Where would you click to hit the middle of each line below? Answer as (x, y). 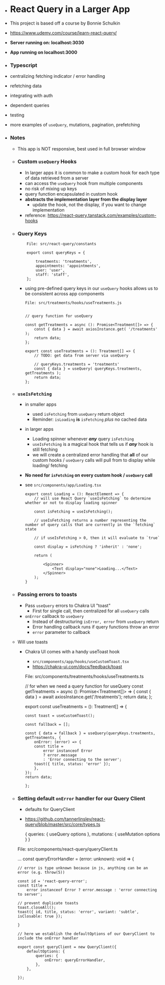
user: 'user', (50, 270)
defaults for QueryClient (50, 809)
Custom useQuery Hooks (47, 161)
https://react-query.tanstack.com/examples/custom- (102, 215)
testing (17, 115)
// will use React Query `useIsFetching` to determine (93, 499)
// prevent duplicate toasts (48, 903)
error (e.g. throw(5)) (41, 873)
